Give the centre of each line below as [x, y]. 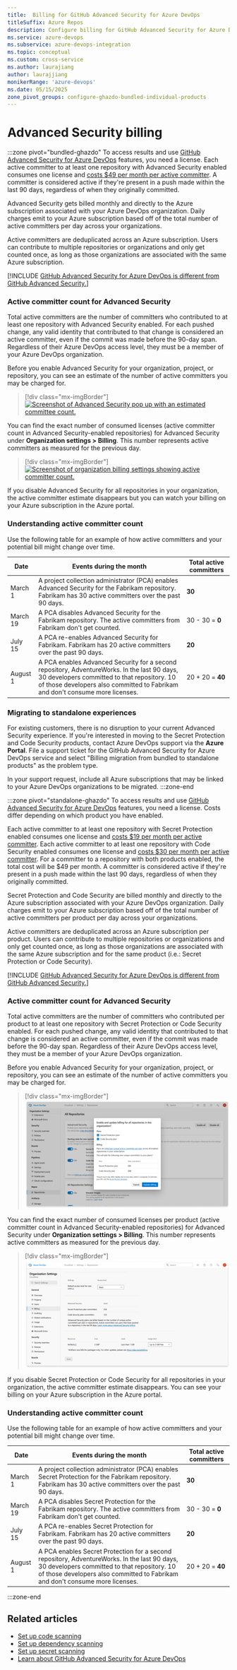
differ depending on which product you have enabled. [85, 815]
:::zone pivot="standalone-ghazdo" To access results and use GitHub [108, 800]
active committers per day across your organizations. [85, 226]
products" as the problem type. [53, 766]
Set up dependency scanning [60, 1643]
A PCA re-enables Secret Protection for [96, 1527]
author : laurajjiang [38, 74]
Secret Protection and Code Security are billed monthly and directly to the [115, 895]
